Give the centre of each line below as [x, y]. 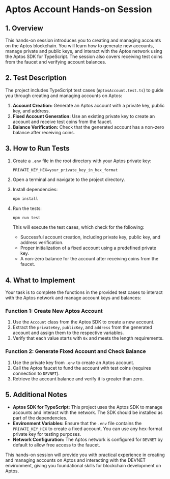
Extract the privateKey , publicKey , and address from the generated [82, 327]
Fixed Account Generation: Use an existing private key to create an [84, 116]
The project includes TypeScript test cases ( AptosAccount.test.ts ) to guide [84, 90]
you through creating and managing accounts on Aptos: [64, 96]
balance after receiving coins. [44, 132]
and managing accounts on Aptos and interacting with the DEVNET [76, 460]
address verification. [42, 243]
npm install [25, 199]
